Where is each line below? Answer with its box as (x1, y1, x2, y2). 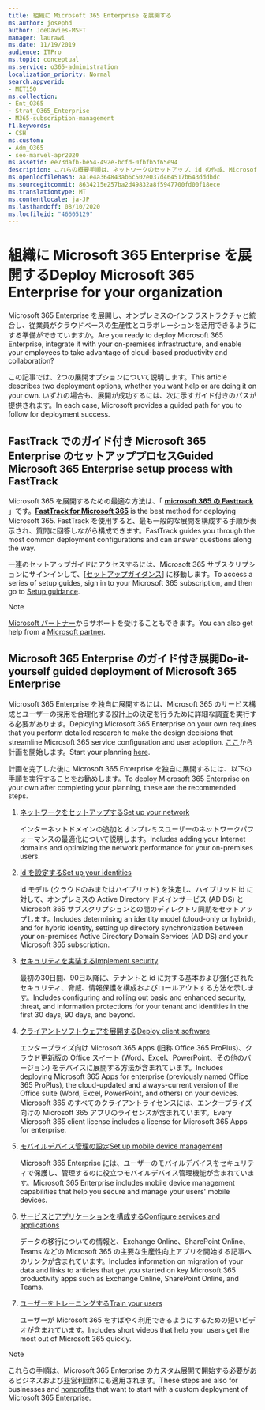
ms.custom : (8, 136, 44, 145)
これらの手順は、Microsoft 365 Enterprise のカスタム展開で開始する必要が (8, 1365, 250, 1375)
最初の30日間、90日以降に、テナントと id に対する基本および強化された (19, 973, 255, 982)
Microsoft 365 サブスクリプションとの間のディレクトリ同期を (19, 904, 219, 914)
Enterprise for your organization (8, 284, 223, 301)
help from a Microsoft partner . (8, 628, 106, 636)
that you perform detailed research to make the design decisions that (8, 728, 233, 737)
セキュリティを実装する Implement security (19, 956, 159, 965)
